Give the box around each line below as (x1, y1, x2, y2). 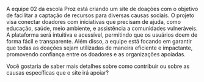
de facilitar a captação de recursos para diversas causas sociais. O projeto (6, 12, 195, 19)
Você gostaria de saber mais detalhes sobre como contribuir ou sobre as (6, 62, 190, 70)
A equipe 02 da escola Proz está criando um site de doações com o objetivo (6, 6, 199, 12)
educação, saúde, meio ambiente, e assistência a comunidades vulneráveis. (6, 24, 198, 32)
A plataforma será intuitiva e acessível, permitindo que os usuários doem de (6, 31, 198, 39)
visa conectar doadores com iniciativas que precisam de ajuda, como (6, 18, 181, 25)
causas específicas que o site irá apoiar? (6, 69, 109, 76)
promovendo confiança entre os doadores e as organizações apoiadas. (6, 51, 186, 58)
